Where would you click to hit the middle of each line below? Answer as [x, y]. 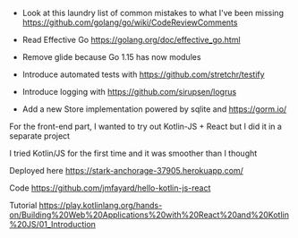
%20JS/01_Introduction [53, 224]
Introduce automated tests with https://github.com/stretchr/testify [144, 74]
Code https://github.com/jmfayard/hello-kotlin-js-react [110, 188]
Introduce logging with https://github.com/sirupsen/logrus [129, 92]
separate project [39, 136]
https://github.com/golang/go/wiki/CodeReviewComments [130, 22]
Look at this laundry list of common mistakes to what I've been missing [153, 13]
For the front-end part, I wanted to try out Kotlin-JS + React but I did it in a [145, 126]
